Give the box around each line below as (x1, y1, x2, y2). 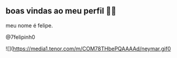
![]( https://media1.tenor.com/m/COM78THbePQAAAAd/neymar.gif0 (5, 45, 171, 52)
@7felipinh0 (5, 33, 35, 41)
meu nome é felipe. (5, 22, 53, 29)
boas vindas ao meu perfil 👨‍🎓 (5, 6, 117, 16)
